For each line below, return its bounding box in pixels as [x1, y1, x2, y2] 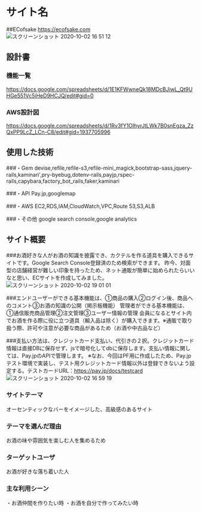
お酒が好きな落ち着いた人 [6, 468, 69, 475]
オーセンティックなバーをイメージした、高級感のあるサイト [6, 405, 153, 412]
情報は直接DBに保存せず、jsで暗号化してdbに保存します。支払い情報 [6, 344, 175, 351]
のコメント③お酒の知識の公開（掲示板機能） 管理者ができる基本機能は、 [6, 302, 188, 309]
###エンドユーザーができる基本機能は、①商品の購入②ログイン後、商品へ [6, 294, 193, 302]
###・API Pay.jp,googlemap [6, 189, 76, 197]
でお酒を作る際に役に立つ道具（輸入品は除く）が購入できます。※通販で [6, 317, 182, 324]
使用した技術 [6, 147, 54, 158]
